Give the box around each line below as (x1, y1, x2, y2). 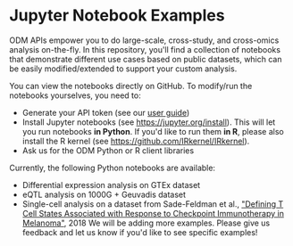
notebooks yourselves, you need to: (9, 90, 141, 101)
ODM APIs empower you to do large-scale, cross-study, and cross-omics (9, 35, 280, 45)
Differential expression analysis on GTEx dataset (21, 179, 201, 190)
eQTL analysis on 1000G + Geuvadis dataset (21, 189, 186, 200)
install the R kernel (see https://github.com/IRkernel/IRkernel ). (21, 135, 250, 146)
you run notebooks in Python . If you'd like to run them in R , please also (21, 126, 284, 136)
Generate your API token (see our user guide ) (21, 107, 190, 118)
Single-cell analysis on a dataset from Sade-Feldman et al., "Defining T (21, 198, 284, 209)
